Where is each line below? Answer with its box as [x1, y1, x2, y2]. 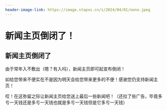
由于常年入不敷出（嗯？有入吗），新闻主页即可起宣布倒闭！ [5, 66, 126, 72]
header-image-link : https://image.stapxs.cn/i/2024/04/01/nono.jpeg [5, 7, 151, 12]
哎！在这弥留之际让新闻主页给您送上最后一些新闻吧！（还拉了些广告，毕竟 [5, 93, 158, 99]
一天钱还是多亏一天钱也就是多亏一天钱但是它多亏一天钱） [9, 99, 128, 105]
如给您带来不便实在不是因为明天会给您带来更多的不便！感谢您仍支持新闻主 [5, 76, 158, 82]
